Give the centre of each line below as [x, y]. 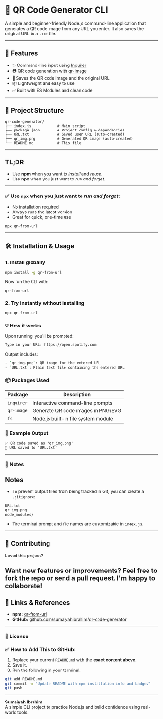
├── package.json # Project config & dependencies [65, 130]
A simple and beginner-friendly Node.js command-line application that [75, 23]
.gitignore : [24, 497]
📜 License [17, 636]
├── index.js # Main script [45, 126]
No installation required [35, 207]
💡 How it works [23, 326]
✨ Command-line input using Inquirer [49, 65]
